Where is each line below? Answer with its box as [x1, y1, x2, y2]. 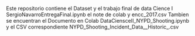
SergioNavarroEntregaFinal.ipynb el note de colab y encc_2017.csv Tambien [6, 11, 189, 18]
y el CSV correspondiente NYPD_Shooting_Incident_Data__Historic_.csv [6, 23, 179, 30]
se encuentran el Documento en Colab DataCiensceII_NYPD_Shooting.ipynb [6, 17, 189, 24]
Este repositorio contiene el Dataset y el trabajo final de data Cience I [6, 5, 173, 12]
